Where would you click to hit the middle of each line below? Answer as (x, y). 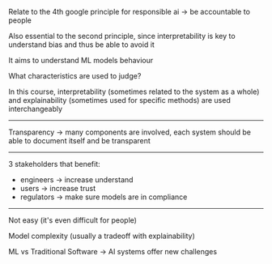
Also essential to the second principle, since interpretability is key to (122, 36)
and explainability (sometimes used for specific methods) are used (119, 100)
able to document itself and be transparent (80, 141)
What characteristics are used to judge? (75, 76)
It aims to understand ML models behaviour (81, 60)
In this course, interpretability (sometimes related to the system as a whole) (134, 92)
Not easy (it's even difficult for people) (73, 220)
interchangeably (36, 109)
